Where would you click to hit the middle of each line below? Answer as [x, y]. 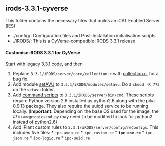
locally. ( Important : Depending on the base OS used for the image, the [86, 111]
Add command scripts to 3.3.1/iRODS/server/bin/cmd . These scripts [83, 95]
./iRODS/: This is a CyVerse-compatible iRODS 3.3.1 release [74, 41]
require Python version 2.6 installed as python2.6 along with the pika [84, 101]
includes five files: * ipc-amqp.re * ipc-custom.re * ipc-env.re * [78, 133]
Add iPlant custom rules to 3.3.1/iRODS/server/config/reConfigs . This [86, 127]
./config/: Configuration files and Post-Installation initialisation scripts [84, 35]
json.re [20, 138]
